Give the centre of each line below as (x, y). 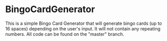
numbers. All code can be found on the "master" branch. (65, 34)
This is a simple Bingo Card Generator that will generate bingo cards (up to (83, 23)
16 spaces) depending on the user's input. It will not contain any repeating (83, 28)
